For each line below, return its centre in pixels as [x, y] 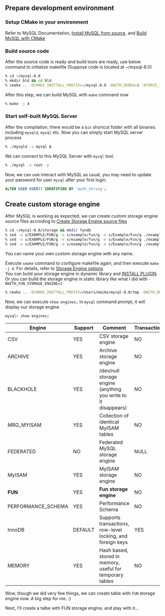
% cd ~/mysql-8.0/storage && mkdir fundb [48, 231]
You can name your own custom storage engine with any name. [69, 253]
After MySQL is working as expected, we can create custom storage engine [82, 216]
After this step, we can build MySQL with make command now [67, 95]
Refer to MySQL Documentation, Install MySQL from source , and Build [76, 33]
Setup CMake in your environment [47, 22]
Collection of [114, 416]
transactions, [114, 524]
